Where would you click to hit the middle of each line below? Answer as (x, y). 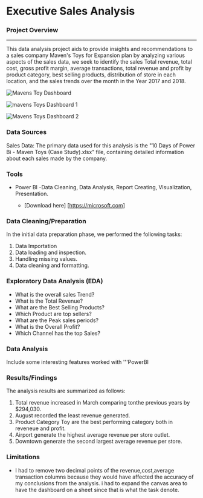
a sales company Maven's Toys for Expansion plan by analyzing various (96, 55)
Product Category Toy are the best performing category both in (94, 422)
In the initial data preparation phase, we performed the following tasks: (94, 234)
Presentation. (31, 194)
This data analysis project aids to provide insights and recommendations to (100, 49)
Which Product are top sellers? (53, 314)
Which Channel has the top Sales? (58, 333)
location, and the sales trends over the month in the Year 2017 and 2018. (96, 81)
